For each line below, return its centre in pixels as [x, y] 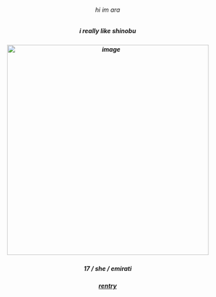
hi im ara [108, 10]
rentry [108, 286]
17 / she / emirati [108, 268]
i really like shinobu [108, 31]
